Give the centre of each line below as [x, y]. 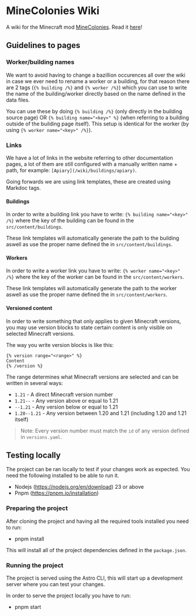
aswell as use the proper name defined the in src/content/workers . [87, 295]
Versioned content [29, 308]
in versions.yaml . [41, 437]
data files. [18, 100]
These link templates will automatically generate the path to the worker [92, 288]
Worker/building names [40, 62]
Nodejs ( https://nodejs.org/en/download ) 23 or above [79, 487]
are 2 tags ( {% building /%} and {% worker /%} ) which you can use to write [97, 87]
